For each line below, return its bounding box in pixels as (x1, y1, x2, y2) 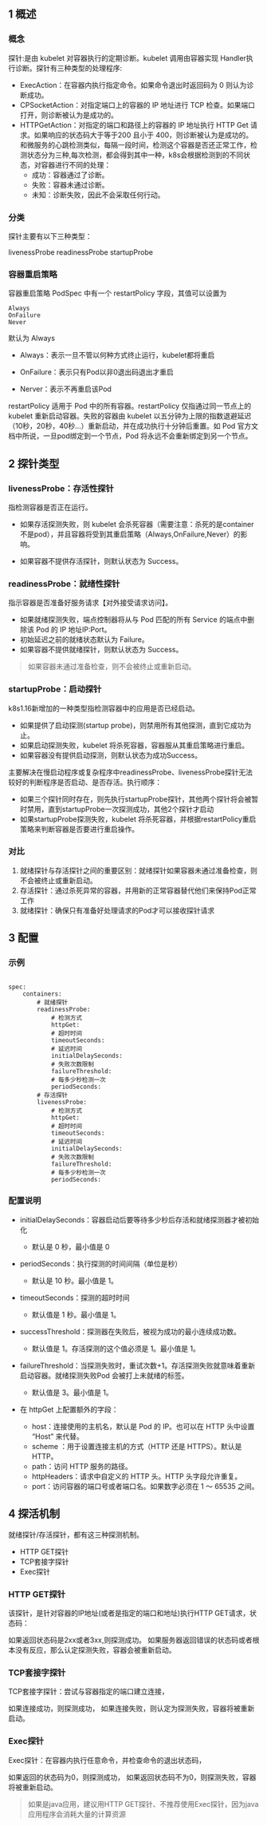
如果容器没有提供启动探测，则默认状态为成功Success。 (19, 750, 202, 760)
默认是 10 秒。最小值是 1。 (31, 1276, 118, 1285)
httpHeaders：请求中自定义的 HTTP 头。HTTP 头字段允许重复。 (31, 1471, 242, 1481)
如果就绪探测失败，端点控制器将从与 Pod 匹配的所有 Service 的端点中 (19, 615, 248, 624)
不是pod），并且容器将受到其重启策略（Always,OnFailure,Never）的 (19, 529, 241, 539)
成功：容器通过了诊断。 (31, 170, 109, 180)
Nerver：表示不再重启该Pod (19, 384, 112, 394)
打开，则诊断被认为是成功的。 (19, 110, 118, 120)
